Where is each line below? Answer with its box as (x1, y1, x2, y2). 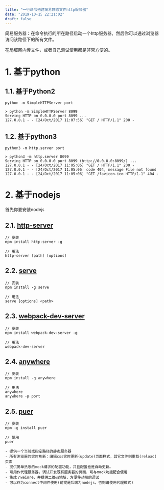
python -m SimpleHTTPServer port (5, 100, 73, 106)
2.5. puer (5, 407, 33, 416)
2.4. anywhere (5, 357, 50, 366)
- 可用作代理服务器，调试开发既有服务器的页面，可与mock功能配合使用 (5, 470, 128, 475)
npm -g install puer (5, 426, 47, 430)
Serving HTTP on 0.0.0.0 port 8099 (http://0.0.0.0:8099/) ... (5, 158, 137, 164)
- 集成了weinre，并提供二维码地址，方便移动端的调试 (5, 475, 99, 480)
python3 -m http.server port (5, 146, 65, 151)
